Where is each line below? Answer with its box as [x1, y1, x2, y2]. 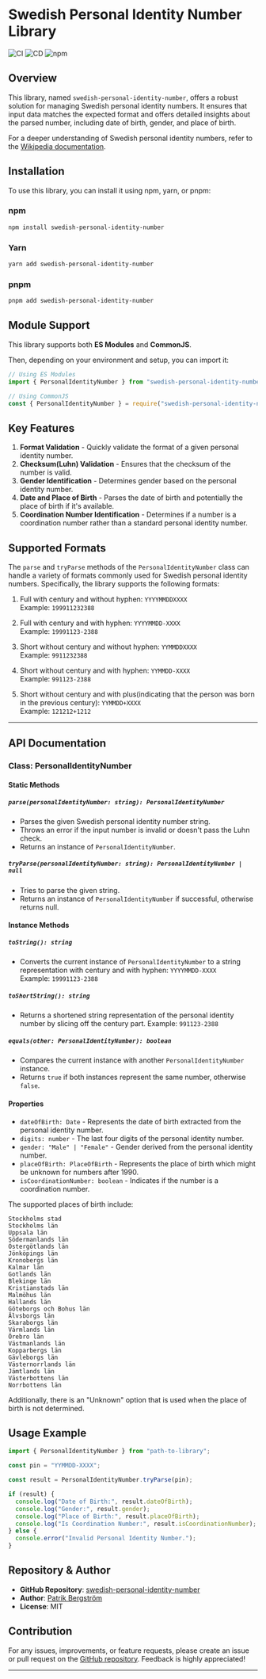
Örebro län [8, 1333, 44, 1341]
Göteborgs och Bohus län [8, 1305, 90, 1313]
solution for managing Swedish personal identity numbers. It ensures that [8, 101, 248, 110]
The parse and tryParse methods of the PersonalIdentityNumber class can [8, 563, 249, 572]
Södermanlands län [8, 1235, 69, 1243]
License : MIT [19, 1601, 63, 1611]
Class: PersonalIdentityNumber [8, 761, 132, 772]
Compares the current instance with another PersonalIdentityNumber [19, 1055, 245, 1065]
